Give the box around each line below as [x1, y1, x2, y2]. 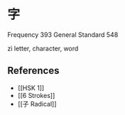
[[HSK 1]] [17, 83, 45, 92]
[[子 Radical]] [17, 99, 57, 108]
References [7, 65, 60, 77]
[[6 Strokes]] [17, 91, 55, 99]
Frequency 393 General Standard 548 [7, 30, 119, 39]
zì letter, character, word [7, 44, 79, 53]
